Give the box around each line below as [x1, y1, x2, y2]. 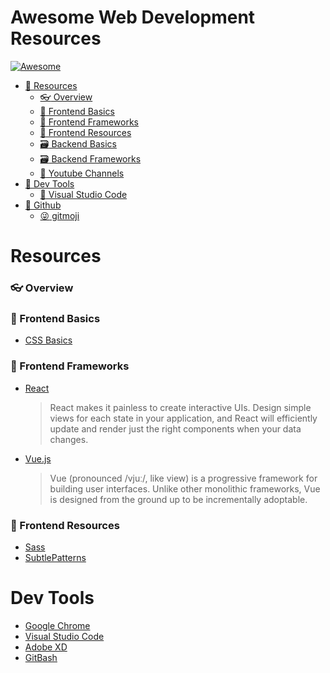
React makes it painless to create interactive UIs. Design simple [49, 401, 312, 413]
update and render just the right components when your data [49, 422, 302, 435]
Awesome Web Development [10, 6, 256, 29]
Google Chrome [24, 619, 91, 631]
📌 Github [24, 199, 62, 211]
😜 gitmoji [39, 209, 80, 221]
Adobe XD [24, 641, 68, 653]
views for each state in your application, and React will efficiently [49, 412, 318, 424]
